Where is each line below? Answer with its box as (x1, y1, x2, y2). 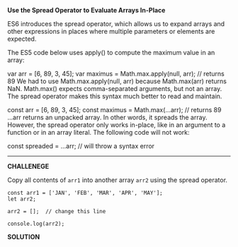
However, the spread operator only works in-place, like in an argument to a (7, 121, 226, 129)
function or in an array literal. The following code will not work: (7, 128, 190, 136)
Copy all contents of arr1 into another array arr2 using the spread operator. (7, 176, 228, 184)
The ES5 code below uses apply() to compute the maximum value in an (7, 49, 215, 56)
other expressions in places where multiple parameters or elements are (7, 28, 215, 35)
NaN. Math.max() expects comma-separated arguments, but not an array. (7, 85, 222, 92)
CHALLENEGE (7, 162, 50, 170)
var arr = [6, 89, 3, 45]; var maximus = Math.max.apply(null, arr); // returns (7, 70, 225, 78)
